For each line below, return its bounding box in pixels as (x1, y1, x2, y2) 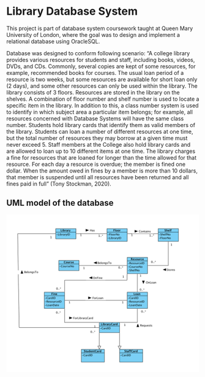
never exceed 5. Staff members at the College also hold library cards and (6, 141, 191, 148)
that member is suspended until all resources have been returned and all (6, 173, 189, 181)
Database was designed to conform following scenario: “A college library (6, 49, 190, 56)
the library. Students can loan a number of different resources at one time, (6, 128, 193, 135)
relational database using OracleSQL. (6, 37, 100, 45)
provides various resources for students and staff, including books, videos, (6, 56, 195, 63)
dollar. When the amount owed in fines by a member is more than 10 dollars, (6, 167, 198, 174)
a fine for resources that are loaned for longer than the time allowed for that (6, 154, 197, 161)
